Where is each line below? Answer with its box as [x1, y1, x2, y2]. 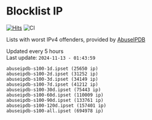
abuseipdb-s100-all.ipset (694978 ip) [6, 107, 104, 114]
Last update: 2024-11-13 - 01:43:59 [6, 54, 95, 61]
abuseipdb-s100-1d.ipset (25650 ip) [6, 65, 98, 72]
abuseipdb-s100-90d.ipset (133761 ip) [6, 97, 104, 103]
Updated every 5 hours [6, 47, 64, 55]
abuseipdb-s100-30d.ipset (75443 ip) [6, 86, 101, 93]
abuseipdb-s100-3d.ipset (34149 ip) [6, 76, 98, 82]
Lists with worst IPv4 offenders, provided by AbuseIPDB [6, 36, 146, 43]
